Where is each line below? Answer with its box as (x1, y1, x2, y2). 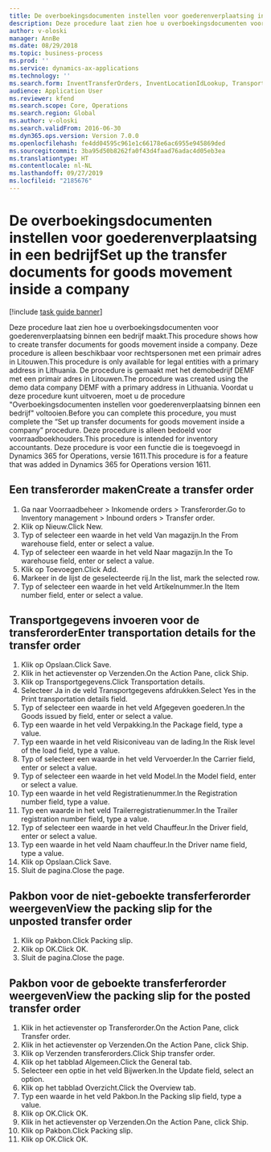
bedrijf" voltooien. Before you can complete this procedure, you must (9, 408, 236, 418)
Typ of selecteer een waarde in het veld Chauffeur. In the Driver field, (20, 823, 248, 833)
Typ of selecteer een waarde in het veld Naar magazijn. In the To (20, 547, 233, 557)
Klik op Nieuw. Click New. (20, 521, 104, 531)
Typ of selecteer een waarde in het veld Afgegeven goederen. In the (20, 703, 245, 712)
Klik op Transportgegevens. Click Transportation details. (20, 677, 206, 687)
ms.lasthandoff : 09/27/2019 (9, 169, 104, 177)
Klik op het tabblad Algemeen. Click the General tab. (20, 1058, 192, 1067)
